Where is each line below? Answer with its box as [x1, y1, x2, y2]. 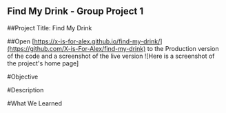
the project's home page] [7, 59, 79, 68]
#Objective [7, 72, 39, 81]
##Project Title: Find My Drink [7, 23, 92, 32]
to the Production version [147, 44, 219, 52]
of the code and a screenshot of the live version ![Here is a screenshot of [7, 52, 215, 60]
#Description [7, 85, 44, 94]
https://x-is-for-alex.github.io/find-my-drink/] [34, 37, 163, 45]
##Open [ [7, 37, 34, 45]
